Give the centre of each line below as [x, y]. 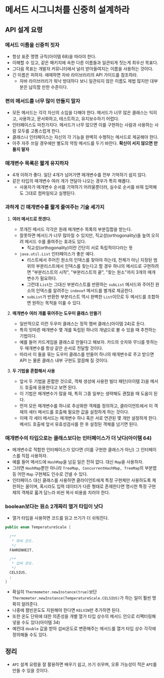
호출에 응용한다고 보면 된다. [51, 387]
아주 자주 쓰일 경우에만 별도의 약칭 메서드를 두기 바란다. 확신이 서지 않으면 [82, 143]
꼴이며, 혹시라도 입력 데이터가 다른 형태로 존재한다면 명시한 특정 [86, 486]
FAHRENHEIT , [22, 550]
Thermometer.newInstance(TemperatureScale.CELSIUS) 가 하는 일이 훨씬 [82, 598]
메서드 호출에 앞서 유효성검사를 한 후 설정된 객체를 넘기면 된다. [79, 424]
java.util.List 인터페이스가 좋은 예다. [57, 253]
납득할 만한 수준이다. [48, 87]
